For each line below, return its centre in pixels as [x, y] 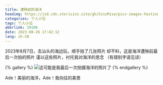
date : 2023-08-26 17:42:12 [32, 32]
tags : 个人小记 [19, 23]
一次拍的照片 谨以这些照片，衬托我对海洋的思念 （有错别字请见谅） [76, 57]
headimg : [14, 14]
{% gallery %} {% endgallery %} [76, 67]
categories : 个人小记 [25, 18]
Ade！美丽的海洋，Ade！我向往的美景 [43, 78]
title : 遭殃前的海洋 [24, 9]
